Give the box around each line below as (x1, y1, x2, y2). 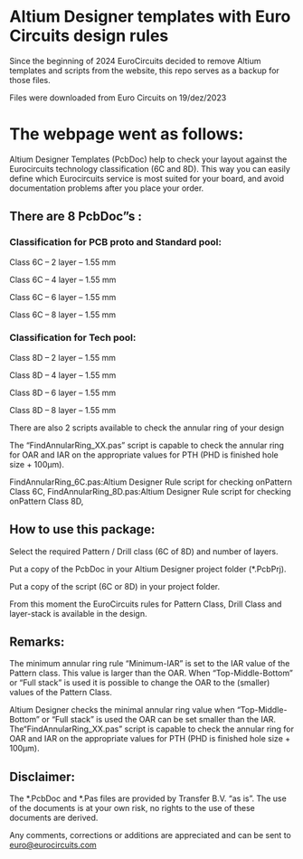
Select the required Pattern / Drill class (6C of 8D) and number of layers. (9, 545, 279, 557)
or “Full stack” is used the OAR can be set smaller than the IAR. (42, 714, 277, 725)
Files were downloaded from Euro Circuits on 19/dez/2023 (9, 92, 227, 103)
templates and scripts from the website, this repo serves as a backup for (9, 65, 280, 76)
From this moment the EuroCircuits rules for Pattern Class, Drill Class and (9, 599, 282, 609)
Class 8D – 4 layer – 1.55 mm (9, 369, 117, 381)
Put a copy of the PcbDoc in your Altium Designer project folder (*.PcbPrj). (9, 563, 287, 574)
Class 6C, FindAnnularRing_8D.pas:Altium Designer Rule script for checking (9, 486, 291, 496)
